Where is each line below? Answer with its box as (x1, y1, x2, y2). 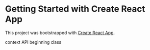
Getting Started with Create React (5, 3, 146, 15)
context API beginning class (5, 39, 62, 45)
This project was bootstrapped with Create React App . (5, 30, 115, 35)
